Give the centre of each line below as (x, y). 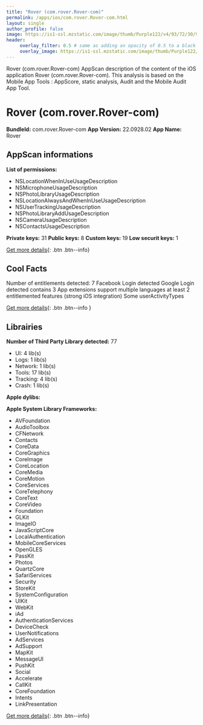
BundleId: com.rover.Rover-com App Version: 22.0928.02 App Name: (94, 129)
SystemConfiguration (41, 595)
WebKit (24, 607)
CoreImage (29, 459)
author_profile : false (35, 29)
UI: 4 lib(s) (28, 353)
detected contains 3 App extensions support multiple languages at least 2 (98, 290)
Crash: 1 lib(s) (32, 386)
